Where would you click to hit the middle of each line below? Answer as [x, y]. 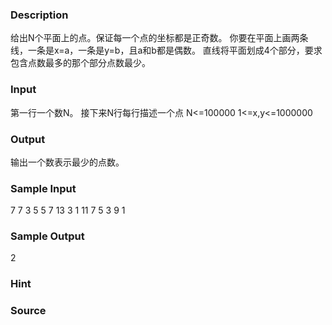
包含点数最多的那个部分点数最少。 [80, 63]
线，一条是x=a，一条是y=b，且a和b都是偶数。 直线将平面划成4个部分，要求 [166, 50]
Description [39, 15]
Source [28, 311]
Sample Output [47, 236]
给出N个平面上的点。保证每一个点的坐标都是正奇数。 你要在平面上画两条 [159, 38]
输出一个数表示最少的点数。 [67, 162]
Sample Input [43, 188]
